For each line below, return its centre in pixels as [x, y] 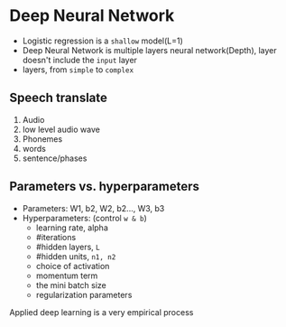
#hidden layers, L [68, 247]
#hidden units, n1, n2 [76, 256]
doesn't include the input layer [80, 60]
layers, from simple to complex [78, 70]
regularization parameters [84, 294]
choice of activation [73, 266]
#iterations [56, 237]
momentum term [67, 276]
